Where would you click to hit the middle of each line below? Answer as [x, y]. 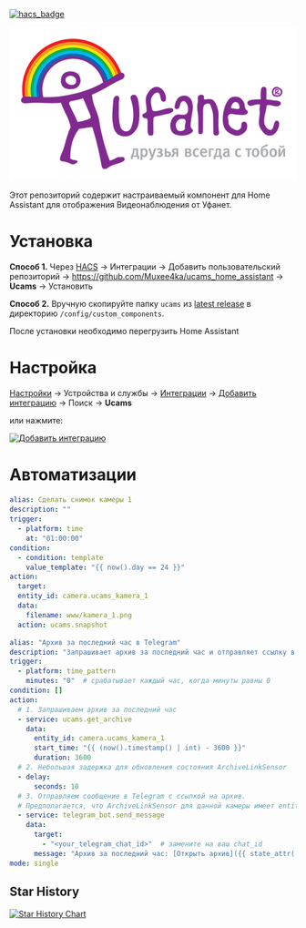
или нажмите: [36, 420]
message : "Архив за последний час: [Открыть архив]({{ [140, 853]
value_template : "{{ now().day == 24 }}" [105, 567]
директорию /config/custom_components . [87, 313]
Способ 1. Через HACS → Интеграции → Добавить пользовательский [145, 266]
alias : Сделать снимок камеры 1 [71, 500]
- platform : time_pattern [67, 671]
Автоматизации [73, 474]
